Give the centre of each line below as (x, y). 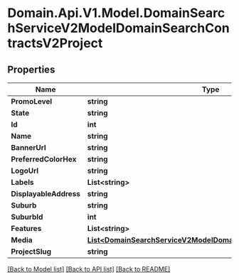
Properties (31, 69)
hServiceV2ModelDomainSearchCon (118, 28)
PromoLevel (32, 101)
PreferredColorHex (44, 159)
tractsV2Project (55, 43)
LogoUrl (25, 171)
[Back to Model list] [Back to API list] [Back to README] (89, 269)
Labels (22, 182)
